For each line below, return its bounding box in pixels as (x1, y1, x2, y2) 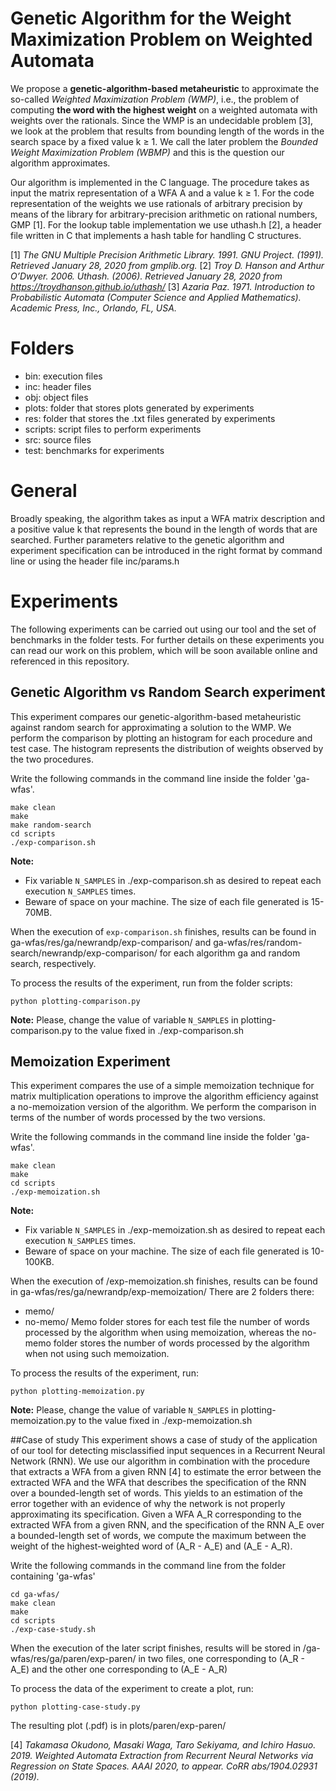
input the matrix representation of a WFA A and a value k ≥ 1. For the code (10, 187, 315, 199)
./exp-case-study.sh (10, 1625, 97, 1635)
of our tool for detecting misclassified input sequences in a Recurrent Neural (10, 1445, 326, 1457)
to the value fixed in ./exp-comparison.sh (74, 1024, 244, 1036)
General (10, 480, 78, 502)
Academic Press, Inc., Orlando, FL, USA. (10, 302, 177, 314)
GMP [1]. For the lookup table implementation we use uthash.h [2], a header (10, 218, 322, 231)
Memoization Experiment (10, 1053, 171, 1070)
